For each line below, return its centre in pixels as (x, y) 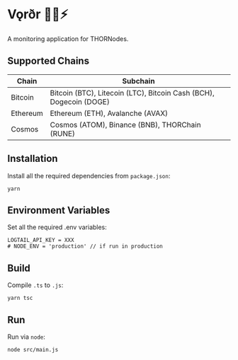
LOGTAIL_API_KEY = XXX (41, 240)
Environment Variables (59, 210)
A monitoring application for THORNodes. (68, 39)
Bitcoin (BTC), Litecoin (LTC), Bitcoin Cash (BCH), (132, 93)
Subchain (138, 81)
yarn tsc (20, 298)
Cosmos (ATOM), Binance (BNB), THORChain (125, 124)
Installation (33, 159)
